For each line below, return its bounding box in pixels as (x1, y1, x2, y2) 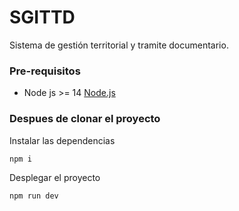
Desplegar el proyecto (9, 171, 101, 183)
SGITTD (9, 6, 76, 29)
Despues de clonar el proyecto (9, 112, 161, 126)
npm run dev (9, 191, 59, 201)
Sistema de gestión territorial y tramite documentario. (9, 39, 229, 51)
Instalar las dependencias (9, 134, 116, 146)
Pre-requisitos (9, 64, 81, 78)
